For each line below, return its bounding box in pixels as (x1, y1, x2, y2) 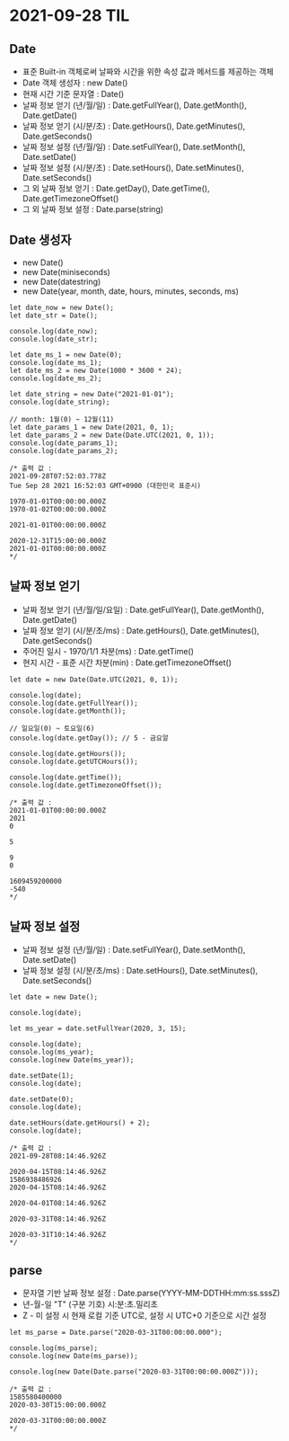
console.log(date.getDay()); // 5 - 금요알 (9, 734, 169, 743)
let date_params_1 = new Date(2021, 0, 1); (9, 423, 175, 431)
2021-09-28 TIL (9, 5, 130, 26)
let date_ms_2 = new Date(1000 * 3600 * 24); (9, 366, 182, 375)
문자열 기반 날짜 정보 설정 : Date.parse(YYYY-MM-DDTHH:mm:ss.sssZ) (22, 1287, 281, 1299)
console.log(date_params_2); (9, 446, 118, 455)
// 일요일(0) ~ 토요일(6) (9, 724, 95, 733)
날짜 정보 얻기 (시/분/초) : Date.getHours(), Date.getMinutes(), (22, 120, 246, 131)
